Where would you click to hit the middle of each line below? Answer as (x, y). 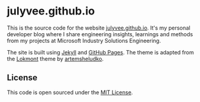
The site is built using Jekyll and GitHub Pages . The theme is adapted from (100, 52)
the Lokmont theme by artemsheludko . (55, 59)
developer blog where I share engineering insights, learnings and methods (100, 34)
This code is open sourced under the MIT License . (70, 92)
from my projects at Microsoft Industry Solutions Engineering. (84, 40)
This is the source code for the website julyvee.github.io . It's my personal (99, 28)
